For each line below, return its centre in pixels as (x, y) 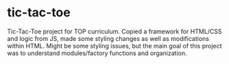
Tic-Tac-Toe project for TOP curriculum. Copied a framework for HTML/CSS (114, 31)
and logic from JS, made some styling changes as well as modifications (108, 38)
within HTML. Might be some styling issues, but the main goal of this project (114, 46)
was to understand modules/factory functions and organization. (97, 53)
